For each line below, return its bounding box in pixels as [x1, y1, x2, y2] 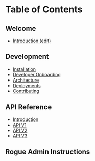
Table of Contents [5, 4, 83, 15]
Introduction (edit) [12, 37, 51, 44]
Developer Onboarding [12, 71, 61, 77]
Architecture [12, 77, 39, 83]
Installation [12, 66, 36, 72]
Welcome [5, 24, 36, 33]
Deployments [12, 82, 41, 88]
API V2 [12, 127, 28, 133]
